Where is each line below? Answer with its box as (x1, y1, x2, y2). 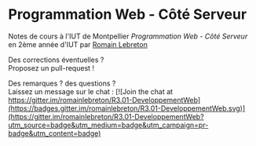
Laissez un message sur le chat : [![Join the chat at (8, 86, 174, 96)
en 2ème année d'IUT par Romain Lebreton (8, 39, 148, 49)
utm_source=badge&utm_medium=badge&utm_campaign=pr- (8, 120, 209, 130)
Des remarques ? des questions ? (8, 78, 116, 88)
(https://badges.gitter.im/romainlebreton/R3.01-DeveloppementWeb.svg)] (8, 104, 246, 113)
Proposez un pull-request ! (8, 63, 95, 72)
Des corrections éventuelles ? (8, 55, 104, 64)
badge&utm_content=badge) (8, 128, 101, 138)
